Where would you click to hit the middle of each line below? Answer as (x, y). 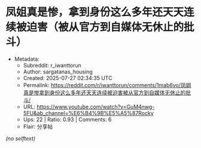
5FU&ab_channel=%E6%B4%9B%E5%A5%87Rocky (88, 113)
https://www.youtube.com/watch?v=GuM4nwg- (95, 107)
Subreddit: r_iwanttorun (52, 65)
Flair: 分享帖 (38, 127)
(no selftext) (21, 138)
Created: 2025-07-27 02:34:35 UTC (68, 78)
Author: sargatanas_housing (58, 72)
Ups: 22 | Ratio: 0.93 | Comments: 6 (67, 119)
